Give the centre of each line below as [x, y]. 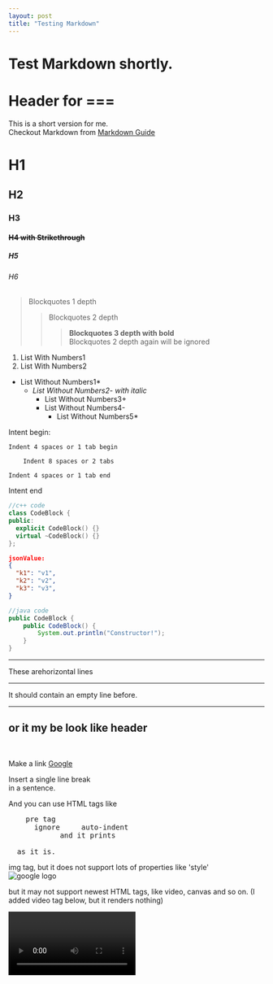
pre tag [41, 819]
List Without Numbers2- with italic [90, 390]
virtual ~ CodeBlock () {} [58, 536]
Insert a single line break [50, 779]
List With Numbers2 [54, 366]
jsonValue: [27, 558]
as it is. [36, 851]
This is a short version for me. [58, 124]
